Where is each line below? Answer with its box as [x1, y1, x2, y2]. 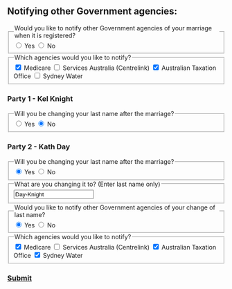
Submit [7, 273, 33, 283]
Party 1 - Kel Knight [7, 94, 73, 104]
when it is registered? [14, 31, 76, 39]
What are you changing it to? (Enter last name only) [14, 180, 161, 188]
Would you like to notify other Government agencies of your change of [14, 203, 216, 212]
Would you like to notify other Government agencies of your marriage [14, 24, 213, 32]
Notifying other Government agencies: [7, 6, 178, 17]
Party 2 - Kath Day [7, 142, 71, 151]
